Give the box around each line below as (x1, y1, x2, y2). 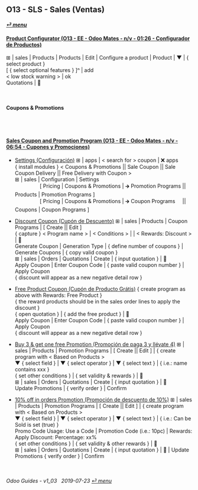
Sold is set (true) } (14, 421, 59, 428)
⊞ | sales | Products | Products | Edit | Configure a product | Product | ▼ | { (6, 54, 189, 61)
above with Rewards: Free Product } (14, 292, 102, 299)
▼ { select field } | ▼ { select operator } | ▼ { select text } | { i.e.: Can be (14, 414, 191, 422)
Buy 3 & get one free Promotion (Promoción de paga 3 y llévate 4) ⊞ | (14, 341, 185, 348)
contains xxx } (14, 365, 50, 373)
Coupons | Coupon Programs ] (14, 206, 90, 213)
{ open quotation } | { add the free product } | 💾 (14, 310, 130, 318)
